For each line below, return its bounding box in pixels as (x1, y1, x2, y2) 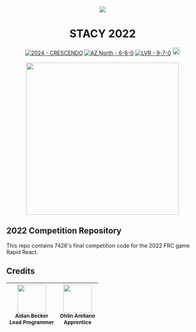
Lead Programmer (9, 319, 54, 325)
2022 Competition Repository (6, 225, 122, 236)
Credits (6, 266, 35, 277)
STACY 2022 (69, 27, 136, 41)
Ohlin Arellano (60, 313, 96, 319)
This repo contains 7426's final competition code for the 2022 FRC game (6, 242, 191, 249)
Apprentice (64, 319, 92, 325)
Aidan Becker (15, 313, 49, 319)
